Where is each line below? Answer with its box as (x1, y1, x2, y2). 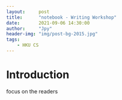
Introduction (6, 68, 70, 81)
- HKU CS (17, 43, 39, 49)
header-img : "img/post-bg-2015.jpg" (6, 31, 98, 37)
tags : (6, 37, 20, 43)
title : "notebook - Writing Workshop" (6, 14, 117, 20)
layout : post (6, 8, 50, 15)
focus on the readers (6, 87, 58, 95)
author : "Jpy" (6, 25, 52, 32)
